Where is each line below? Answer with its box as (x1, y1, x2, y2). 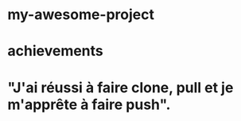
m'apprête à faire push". (7, 96, 171, 113)
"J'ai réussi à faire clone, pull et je (7, 78, 234, 96)
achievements (7, 42, 104, 60)
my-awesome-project (7, 6, 154, 24)
